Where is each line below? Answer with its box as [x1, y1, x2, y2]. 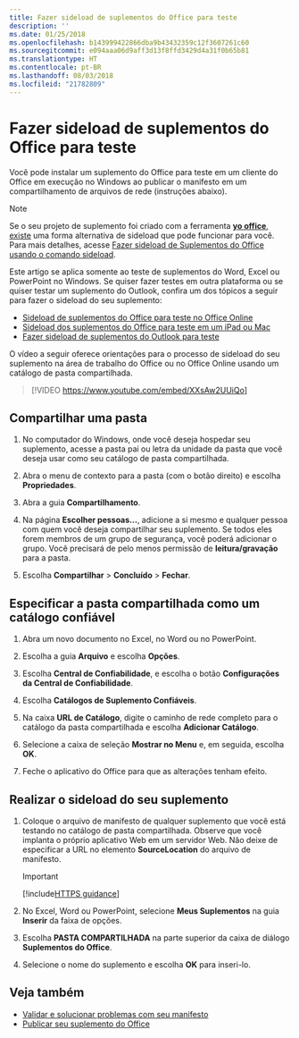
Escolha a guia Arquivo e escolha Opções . [21, 651, 180, 662]
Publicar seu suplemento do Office [21, 1018, 150, 1029]
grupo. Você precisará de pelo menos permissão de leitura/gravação [21, 543, 278, 554]
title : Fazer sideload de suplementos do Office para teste [9, 13, 238, 22]
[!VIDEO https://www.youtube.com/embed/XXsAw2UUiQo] [30, 384, 248, 395]
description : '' [9, 21, 70, 30]
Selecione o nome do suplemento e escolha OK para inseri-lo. [21, 959, 252, 970]
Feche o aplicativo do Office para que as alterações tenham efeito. [21, 766, 268, 777]
